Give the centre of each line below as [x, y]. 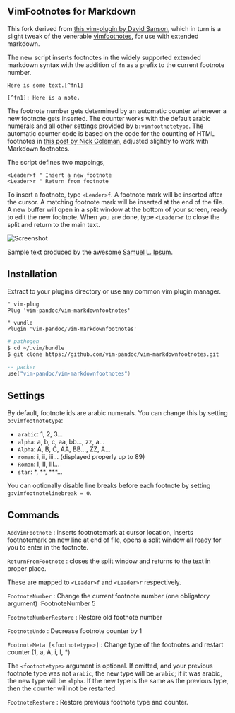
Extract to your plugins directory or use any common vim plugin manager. [114, 291]
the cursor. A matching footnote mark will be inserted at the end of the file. [116, 202]
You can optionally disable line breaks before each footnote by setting [109, 485]
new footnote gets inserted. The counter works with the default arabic [109, 118]
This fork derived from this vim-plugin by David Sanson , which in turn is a [114, 28]
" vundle [20, 323]
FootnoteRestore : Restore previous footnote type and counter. [98, 702]
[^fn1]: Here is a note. [44, 98]
